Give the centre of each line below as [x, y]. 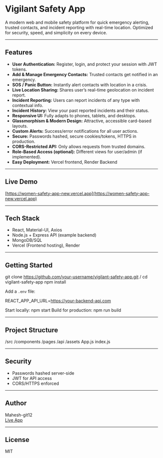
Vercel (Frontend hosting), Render [46, 245]
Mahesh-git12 [19, 415]
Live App [14, 420]
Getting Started [29, 265]
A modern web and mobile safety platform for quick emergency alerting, [77, 22]
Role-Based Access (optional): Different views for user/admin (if [77, 152]
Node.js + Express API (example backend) [54, 235]
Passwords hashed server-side [43, 373]
